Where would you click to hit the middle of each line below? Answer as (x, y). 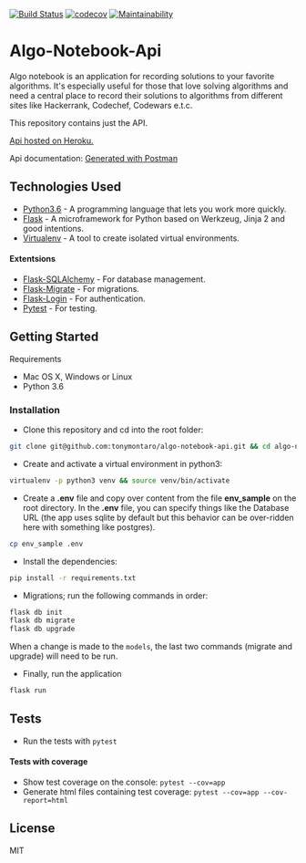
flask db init (36, 612)
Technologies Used (65, 187)
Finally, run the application (72, 674)
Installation (35, 410)
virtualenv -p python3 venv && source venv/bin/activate (120, 480)
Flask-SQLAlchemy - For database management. (114, 279)
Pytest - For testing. (60, 308)
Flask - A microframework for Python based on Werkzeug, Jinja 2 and (153, 218)
